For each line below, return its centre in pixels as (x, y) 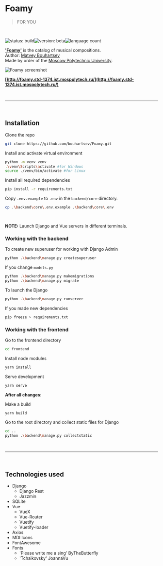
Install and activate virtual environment (44, 153)
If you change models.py (29, 267)
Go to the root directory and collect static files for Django (62, 422)
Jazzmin (28, 497)
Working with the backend (37, 239)
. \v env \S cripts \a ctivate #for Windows (44, 166)
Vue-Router (31, 517)
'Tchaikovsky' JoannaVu (44, 558)
